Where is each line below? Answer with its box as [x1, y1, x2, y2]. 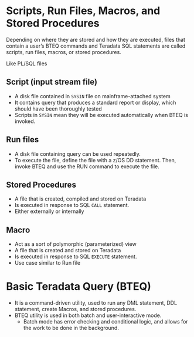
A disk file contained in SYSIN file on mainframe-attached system [14, 92, 171, 99]
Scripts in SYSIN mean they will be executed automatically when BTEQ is [14, 111, 189, 118]
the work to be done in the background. [23, 325, 119, 332]
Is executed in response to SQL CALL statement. [14, 202, 130, 209]
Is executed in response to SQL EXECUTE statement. [14, 253, 137, 260]
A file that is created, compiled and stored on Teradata [14, 195, 147, 202]
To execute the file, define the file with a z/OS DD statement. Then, [14, 156, 176, 164]
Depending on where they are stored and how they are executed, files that [6, 36, 186, 43]
